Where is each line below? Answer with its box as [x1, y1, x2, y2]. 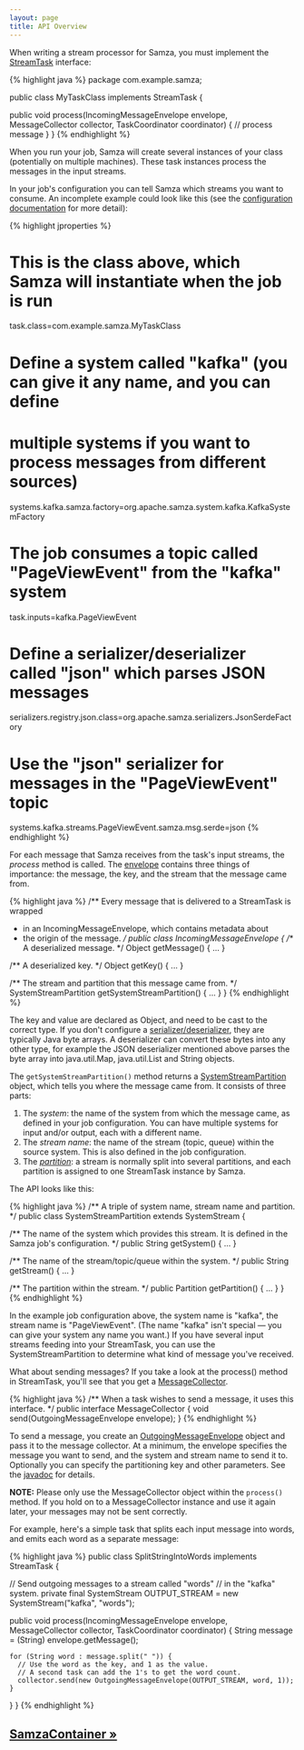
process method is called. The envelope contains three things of [9, 859, 250, 870]
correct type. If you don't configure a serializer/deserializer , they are [9, 1025, 265, 1035]
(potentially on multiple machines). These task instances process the [9, 155, 267, 166]
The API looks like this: [9, 1184, 94, 1195]
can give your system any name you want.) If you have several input [9, 1329, 264, 1341]
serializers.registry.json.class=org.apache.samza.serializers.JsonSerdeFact [9, 712, 292, 723]
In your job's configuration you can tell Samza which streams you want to [9, 183, 284, 194]
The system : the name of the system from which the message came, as [22, 1108, 290, 1119]
